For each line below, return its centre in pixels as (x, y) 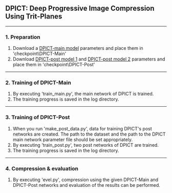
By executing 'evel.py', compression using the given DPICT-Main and (85, 180)
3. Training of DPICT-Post (38, 118)
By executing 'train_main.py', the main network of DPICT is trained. (83, 94)
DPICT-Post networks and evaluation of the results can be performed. (86, 185)
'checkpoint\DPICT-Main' (39, 54)
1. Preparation (23, 37)
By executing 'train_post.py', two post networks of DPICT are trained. (85, 145)
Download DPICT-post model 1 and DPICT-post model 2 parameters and (89, 59)
